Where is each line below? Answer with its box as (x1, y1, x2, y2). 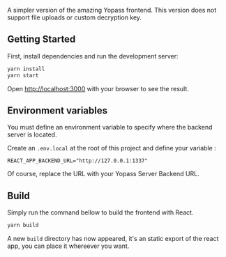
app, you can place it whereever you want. (7, 242, 130, 250)
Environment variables (7, 104, 108, 116)
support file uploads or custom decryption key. (7, 13, 142, 22)
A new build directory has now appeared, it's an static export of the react (7, 235, 219, 243)
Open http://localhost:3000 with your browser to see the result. (7, 84, 190, 93)
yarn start (7, 72, 39, 79)
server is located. (7, 130, 57, 139)
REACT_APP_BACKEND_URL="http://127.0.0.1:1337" (7, 157, 149, 164)
